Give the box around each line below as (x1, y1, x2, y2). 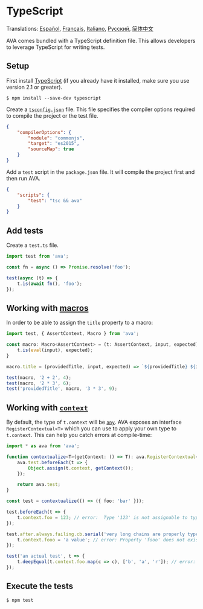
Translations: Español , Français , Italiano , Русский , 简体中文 (6, 25, 154, 32)
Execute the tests (6, 581, 74, 591)
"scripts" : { (17, 192, 50, 198)
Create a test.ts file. (6, 241, 59, 249)
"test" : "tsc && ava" (28, 197, 83, 203)
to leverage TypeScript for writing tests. (6, 43, 105, 51)
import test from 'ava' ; (6, 253, 69, 260)
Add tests (6, 225, 43, 236)
